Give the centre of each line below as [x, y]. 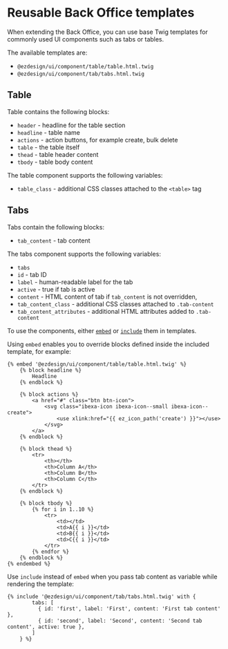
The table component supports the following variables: [85, 175]
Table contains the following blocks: [58, 111]
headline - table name [49, 132]
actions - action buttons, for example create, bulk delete [97, 140]
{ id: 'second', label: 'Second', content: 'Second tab [120, 621]
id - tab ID [32, 274]
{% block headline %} [50, 370]
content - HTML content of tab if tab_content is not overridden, [107, 297]
